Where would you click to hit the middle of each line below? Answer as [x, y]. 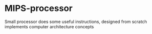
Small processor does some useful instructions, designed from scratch [76, 22]
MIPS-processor [39, 8]
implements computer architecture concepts [49, 26]
